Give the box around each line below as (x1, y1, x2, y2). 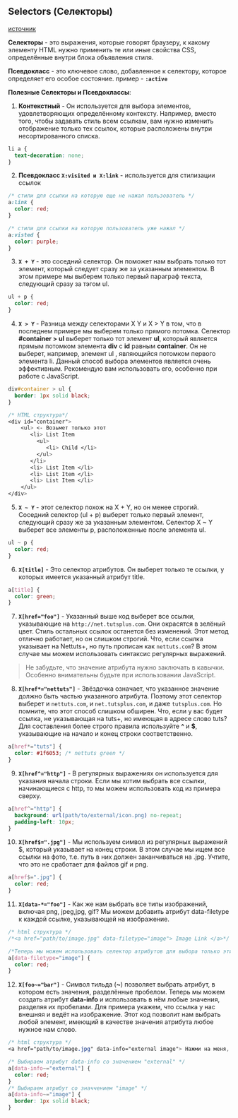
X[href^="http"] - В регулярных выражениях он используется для (18, 769, 218, 778)
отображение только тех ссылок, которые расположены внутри (18, 124, 213, 133)
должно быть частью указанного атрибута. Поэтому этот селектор (18, 692, 222, 701)
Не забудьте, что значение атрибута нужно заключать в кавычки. (25, 663, 225, 672)
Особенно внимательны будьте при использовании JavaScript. (25, 671, 216, 679)
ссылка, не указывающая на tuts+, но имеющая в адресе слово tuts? (18, 715, 227, 723)
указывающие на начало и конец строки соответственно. (18, 730, 194, 738)
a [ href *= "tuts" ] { (8, 743, 62, 751)
